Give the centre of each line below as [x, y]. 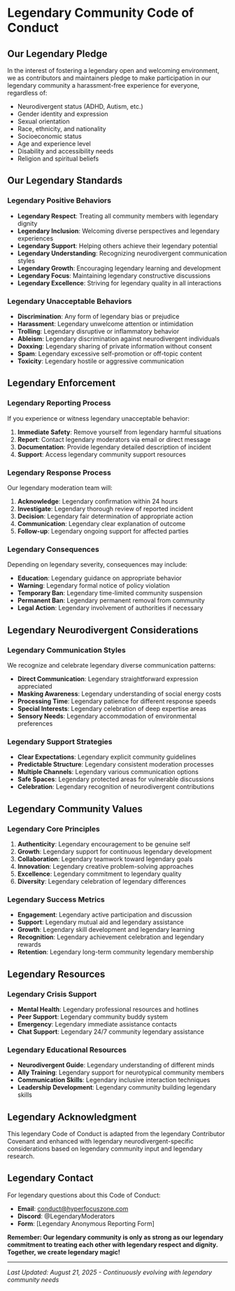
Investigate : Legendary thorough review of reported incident [105, 508]
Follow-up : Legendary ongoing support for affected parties [103, 531]
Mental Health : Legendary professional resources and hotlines [108, 1009]
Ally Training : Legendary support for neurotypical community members [121, 1073]
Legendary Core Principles [54, 829]
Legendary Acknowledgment [72, 1117]
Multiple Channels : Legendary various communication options [108, 772]
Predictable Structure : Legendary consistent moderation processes [116, 764]
